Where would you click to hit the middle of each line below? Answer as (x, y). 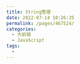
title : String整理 (28, 12)
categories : (21, 29)
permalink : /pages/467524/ (40, 23)
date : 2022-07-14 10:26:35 (40, 18)
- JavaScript (28, 40)
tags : (13, 46)
